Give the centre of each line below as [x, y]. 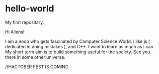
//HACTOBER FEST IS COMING [37, 67]
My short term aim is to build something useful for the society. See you [78, 52]
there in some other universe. [35, 57]
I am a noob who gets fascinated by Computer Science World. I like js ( [78, 41]
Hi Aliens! [15, 32]
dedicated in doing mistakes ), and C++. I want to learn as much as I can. [80, 46]
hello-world [30, 9]
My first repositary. [25, 22]
